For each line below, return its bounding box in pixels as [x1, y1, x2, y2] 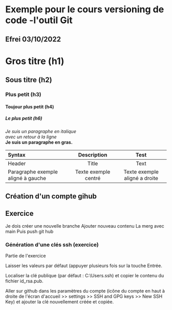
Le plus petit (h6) [5, 115, 42, 121]
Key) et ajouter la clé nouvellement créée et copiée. [5, 299, 114, 305]
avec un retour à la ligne [5, 134, 57, 140]
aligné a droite [124, 174, 159, 182]
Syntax [8, 151, 26, 158]
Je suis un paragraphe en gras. [5, 139, 73, 145]
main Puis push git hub [5, 228, 54, 234]
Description [78, 151, 107, 158]
